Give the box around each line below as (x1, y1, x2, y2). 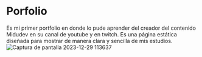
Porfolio (6, 4, 47, 18)
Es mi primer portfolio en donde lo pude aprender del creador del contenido (6, 24, 197, 32)
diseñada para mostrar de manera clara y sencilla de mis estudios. (6, 37, 173, 44)
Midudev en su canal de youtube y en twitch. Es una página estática (6, 30, 178, 38)
